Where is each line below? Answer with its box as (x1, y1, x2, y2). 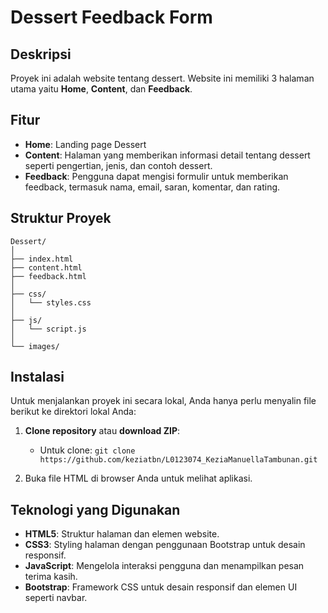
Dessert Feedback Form (10, 6, 213, 29)
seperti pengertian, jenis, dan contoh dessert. (24, 159, 213, 171)
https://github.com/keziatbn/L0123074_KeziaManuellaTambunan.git (39, 455, 318, 465)
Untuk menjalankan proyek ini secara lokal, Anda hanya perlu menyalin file (10, 395, 317, 407)
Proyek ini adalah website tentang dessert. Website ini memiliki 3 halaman (10, 72, 315, 84)
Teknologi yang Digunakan (10, 501, 181, 518)
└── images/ (10, 341, 60, 351)
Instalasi (10, 369, 65, 386)
